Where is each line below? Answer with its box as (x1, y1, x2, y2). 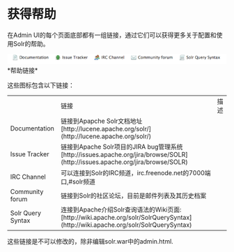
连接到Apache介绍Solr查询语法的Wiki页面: (61, 205, 182, 214)
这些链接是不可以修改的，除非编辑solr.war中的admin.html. (7, 237, 174, 245)
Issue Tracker (10, 149, 49, 158)
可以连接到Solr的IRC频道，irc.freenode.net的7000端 (61, 168, 211, 177)
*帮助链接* (7, 66, 38, 74)
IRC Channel (10, 172, 47, 181)
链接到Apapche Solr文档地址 (61, 117, 143, 125)
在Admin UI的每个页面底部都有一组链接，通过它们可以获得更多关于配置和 (7, 31, 217, 39)
